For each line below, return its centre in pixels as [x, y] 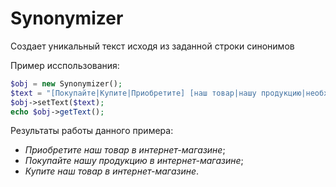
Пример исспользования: [65, 65]
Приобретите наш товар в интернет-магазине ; [125, 150]
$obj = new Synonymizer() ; [66, 83]
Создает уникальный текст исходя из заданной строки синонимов [152, 46]
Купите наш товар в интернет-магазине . [112, 171]
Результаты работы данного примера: [92, 131]
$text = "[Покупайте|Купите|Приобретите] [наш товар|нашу [133, 93]
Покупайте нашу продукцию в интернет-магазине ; [134, 161]
